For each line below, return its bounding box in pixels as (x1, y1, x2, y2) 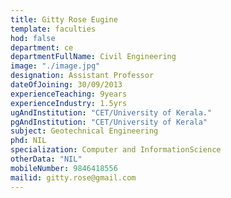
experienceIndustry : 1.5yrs (10, 98, 128, 108)
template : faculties (10, 24, 97, 34)
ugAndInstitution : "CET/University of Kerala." (10, 107, 213, 118)
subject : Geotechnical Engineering (10, 126, 159, 136)
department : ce (10, 42, 74, 53)
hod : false (10, 33, 56, 43)
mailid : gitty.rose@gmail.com (10, 172, 137, 183)
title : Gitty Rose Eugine (10, 14, 118, 25)
